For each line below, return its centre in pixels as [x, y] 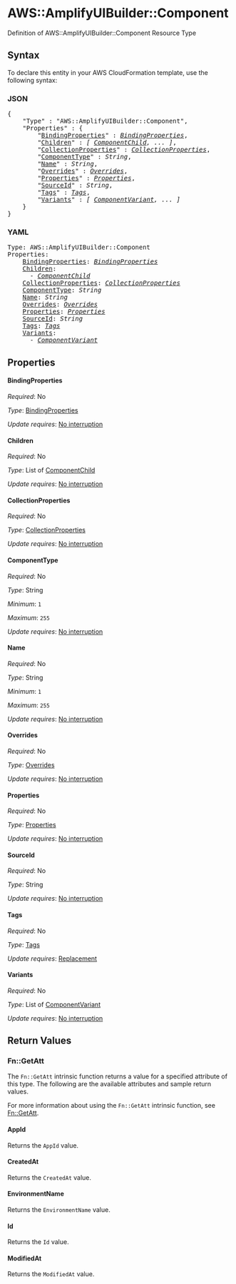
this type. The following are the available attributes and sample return [109, 1084]
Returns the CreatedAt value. [49, 1177]
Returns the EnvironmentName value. [59, 1210]
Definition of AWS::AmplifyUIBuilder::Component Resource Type [102, 33]
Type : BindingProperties [43, 410]
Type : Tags [24, 944]
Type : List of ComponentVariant [54, 1004]
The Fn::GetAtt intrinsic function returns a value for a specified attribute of [118, 1076]
